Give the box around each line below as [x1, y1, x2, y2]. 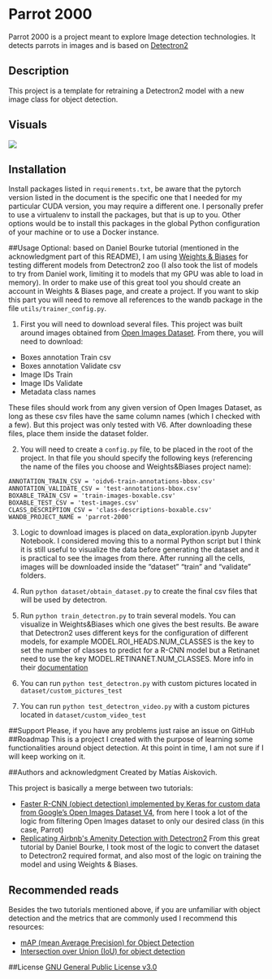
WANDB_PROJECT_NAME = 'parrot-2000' [8, 514, 132, 522]
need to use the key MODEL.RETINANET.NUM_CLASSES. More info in [19, 654, 254, 664]
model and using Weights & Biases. [19, 859, 138, 869]
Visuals [8, 118, 47, 132]
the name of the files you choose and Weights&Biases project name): [19, 461, 252, 472]
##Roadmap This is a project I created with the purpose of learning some [8, 734, 253, 745]
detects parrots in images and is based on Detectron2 [8, 40, 188, 50]
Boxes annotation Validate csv [19, 361, 122, 371]
